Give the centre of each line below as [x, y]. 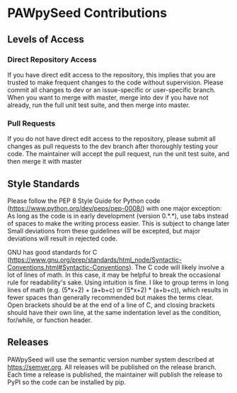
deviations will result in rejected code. [63, 238]
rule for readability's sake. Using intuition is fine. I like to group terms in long [118, 282]
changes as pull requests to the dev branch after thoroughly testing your [113, 146]
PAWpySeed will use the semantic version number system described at [111, 359]
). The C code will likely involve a [177, 267]
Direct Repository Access [52, 60]
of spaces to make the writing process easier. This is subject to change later [118, 223]
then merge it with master [45, 162]
